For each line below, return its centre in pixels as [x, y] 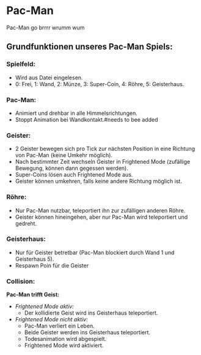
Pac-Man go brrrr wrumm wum [46, 27]
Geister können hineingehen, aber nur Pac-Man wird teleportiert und [101, 217]
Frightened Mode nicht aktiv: [51, 320]
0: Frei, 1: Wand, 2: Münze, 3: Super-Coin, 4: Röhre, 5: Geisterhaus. [100, 84]
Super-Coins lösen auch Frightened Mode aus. [74, 175]
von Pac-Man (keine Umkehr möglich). [64, 155]
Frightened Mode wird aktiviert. [64, 345]
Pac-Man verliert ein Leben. [59, 326]
